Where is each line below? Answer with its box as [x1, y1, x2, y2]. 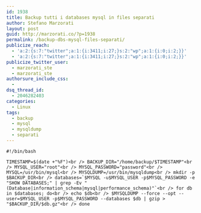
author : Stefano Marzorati [6, 20, 74, 26]
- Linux [11, 103, 31, 110]
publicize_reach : [6, 43, 50, 49]
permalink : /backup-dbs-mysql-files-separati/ [6, 37, 125, 43]
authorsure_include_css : [6, 76, 69, 82]
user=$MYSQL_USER [6, 196, 50, 202]
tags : [6, 110, 20, 116]
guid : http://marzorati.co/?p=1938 [6, 31, 96, 37]
